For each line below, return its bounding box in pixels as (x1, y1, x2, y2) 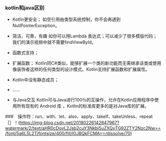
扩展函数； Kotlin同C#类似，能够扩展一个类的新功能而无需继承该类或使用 (12, 60, 162, 66)
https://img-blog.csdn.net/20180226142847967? (19, 120, 120, 126)
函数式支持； (12, 50, 39, 56)
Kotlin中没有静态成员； (12, 77, 59, 83)
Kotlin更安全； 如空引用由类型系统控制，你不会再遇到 (12, 16, 121, 23)
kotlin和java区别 (5, 4, 45, 11)
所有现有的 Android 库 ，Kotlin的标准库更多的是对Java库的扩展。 (16, 103, 149, 109)
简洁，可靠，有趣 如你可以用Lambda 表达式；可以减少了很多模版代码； (12, 33, 158, 39)
